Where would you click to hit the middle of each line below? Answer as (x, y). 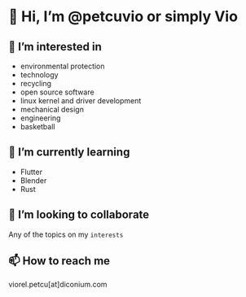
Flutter (31, 172)
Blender (33, 180)
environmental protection (62, 66)
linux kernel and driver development (81, 100)
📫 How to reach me (59, 261)
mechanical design (52, 109)
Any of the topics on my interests (66, 234)
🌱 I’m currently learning (69, 153)
